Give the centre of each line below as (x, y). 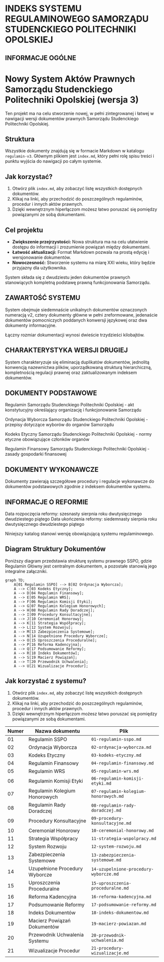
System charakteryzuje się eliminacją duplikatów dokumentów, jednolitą (77, 362)
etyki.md (101, 783)
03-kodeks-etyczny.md (116, 755)
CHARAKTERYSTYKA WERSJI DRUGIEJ (66, 350)
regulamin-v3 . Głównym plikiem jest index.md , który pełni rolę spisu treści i (80, 156)
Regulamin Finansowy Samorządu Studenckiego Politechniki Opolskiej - (77, 449)
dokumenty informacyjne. (31, 325)
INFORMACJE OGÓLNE (41, 58)
